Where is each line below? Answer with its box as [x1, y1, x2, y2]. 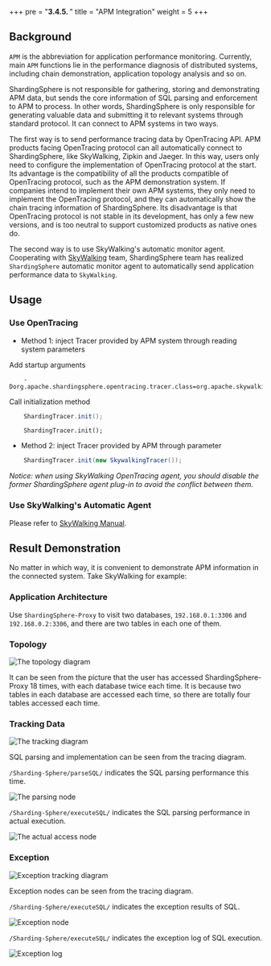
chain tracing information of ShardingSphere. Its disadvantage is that [9, 202, 238, 212]
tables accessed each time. [9, 697, 101, 708]
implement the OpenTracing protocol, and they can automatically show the [9, 194, 257, 204]
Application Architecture [9, 592, 108, 603]
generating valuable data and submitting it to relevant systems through [9, 110, 244, 119]
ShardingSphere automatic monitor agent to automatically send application [9, 261, 254, 271]
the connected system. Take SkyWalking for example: [9, 572, 187, 581]
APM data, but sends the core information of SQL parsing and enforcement [9, 93, 258, 102]
